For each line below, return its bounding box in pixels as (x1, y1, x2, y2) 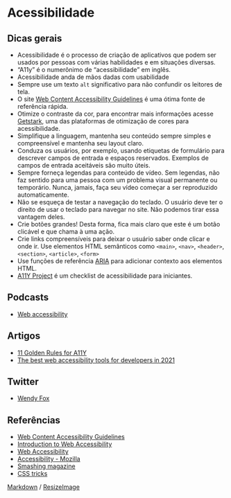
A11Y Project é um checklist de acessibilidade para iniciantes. (17, 272, 193, 280)
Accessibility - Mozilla (17, 455, 81, 463)
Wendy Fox (17, 394, 50, 402)
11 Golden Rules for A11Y (17, 348, 87, 357)
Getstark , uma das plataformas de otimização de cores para (17, 117, 189, 125)
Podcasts (7, 292, 49, 303)
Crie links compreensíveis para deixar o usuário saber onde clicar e (17, 235, 210, 243)
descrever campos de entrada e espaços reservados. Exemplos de (17, 154, 209, 162)
